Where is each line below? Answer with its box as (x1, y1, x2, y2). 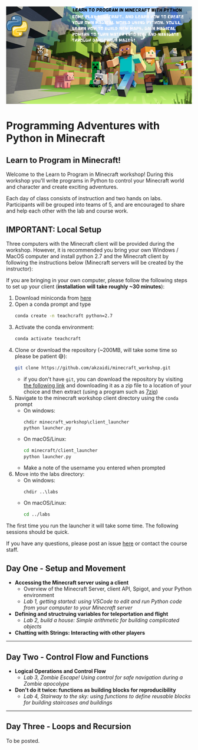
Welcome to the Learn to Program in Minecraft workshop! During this (6, 171, 174, 178)
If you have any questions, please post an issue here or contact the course (6, 540, 187, 547)
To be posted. (6, 737, 40, 744)
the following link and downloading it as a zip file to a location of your (23, 381, 192, 389)
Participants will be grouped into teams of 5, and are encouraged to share (6, 201, 185, 208)
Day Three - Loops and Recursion (6, 722, 131, 732)
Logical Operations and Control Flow (14, 667, 106, 674)
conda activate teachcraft (14, 335, 81, 341)
